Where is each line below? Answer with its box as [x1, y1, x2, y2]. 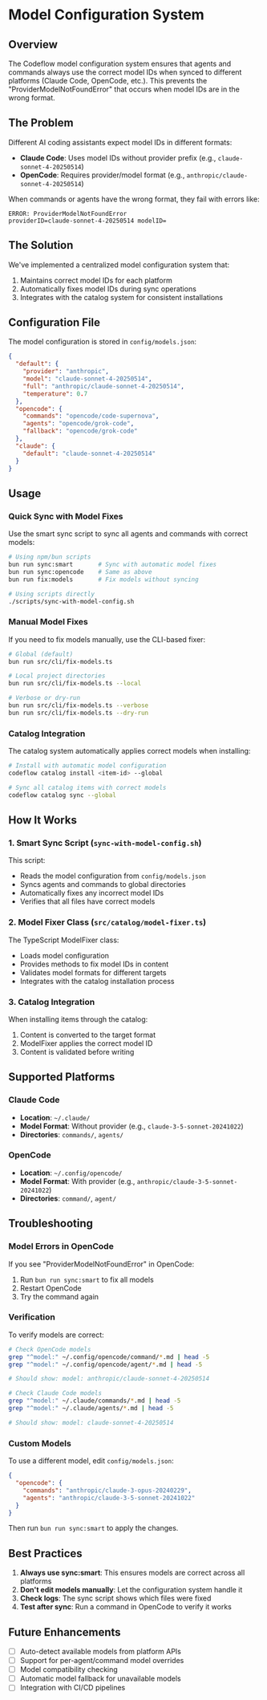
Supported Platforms [8, 1070, 115, 1084]
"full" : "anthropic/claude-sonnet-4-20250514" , [22, 382, 184, 390]
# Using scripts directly [8, 590, 95, 598]
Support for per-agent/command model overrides [19, 1656, 184, 1665]
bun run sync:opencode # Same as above [8, 567, 152, 575]
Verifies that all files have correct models [19, 897, 156, 906]
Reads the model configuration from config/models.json [19, 871, 206, 881]
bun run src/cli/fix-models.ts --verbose [8, 702, 149, 710]
